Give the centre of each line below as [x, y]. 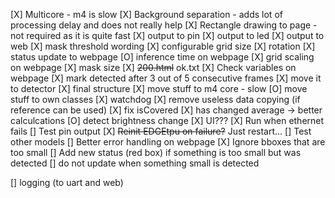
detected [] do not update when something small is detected [135, 163]
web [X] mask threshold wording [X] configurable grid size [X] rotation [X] [163, 46]
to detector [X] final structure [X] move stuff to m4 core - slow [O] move [159, 88]
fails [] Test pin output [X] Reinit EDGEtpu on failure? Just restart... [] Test [161, 131]
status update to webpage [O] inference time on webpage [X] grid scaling [162, 57]
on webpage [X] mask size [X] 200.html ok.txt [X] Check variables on [153, 67]
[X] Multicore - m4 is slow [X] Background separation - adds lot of [146, 14]
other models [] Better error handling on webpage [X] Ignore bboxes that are [168, 142]
